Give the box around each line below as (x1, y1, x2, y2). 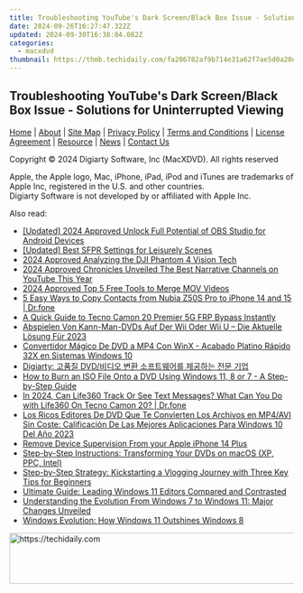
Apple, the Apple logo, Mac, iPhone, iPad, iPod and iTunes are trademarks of (9, 171, 294, 181)
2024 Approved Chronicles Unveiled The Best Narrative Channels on (22, 264, 279, 274)
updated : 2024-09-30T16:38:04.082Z (9, 30, 143, 39)
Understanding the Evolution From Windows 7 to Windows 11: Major (22, 496, 273, 506)
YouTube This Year (22, 273, 93, 284)
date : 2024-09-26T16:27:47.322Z (9, 22, 131, 31)
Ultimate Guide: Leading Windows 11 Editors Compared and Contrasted (22, 486, 287, 496)
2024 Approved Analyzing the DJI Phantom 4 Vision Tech (22, 254, 237, 264)
